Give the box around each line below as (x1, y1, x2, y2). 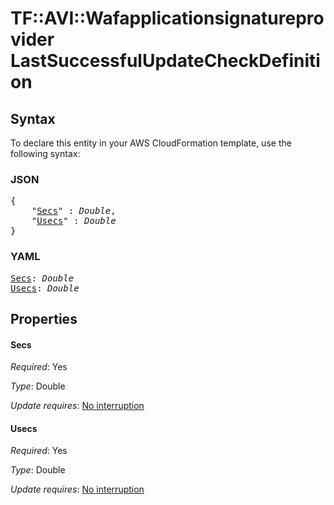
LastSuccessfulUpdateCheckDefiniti (10, 50, 321, 72)
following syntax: (10, 148, 81, 159)
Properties (10, 310, 78, 327)
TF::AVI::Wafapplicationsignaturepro (10, 7, 325, 30)
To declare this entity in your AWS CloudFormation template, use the (10, 137, 292, 149)
